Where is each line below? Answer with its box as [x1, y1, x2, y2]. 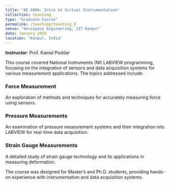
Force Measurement [5, 83, 56, 90]
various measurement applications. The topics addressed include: [5, 70, 144, 76]
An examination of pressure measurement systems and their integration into [5, 124, 164, 130]
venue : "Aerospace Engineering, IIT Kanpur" [5, 26, 101, 31]
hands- [150, 168, 165, 175]
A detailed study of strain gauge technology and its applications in [5, 153, 144, 160]
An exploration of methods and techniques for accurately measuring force [5, 94, 161, 100]
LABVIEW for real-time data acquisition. [5, 129, 89, 135]
